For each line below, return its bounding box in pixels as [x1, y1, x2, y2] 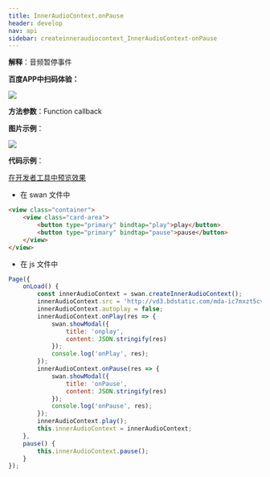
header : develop [8, 19, 63, 27]
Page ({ [8, 275, 31, 283]
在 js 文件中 [19, 259, 59, 269]
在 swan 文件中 [19, 190, 71, 199]
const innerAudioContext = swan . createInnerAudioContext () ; [37, 290, 243, 298]
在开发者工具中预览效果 [8, 173, 86, 183]
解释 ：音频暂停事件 [8, 57, 72, 67]
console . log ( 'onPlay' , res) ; [51, 350, 149, 358]
